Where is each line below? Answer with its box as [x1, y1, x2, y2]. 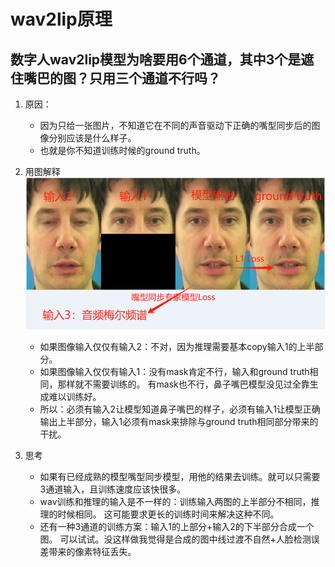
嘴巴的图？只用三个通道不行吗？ [23, 70, 221, 87]
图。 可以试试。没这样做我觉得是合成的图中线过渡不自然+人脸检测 [39, 533, 312, 545]
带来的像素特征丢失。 [48, 546, 137, 558]
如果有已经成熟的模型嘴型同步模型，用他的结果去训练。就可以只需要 [39, 471, 321, 483]
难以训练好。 [48, 391, 102, 403]
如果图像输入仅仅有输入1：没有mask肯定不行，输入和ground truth [39, 366, 310, 378]
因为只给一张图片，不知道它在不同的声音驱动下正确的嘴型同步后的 [39, 120, 312, 131]
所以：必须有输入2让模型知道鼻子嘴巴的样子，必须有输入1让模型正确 [39, 403, 321, 415]
